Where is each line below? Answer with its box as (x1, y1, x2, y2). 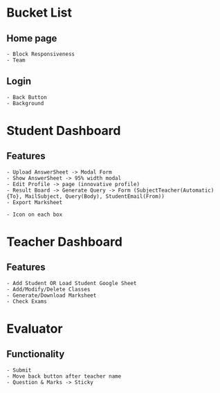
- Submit (6, 367, 32, 374)
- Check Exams (6, 298, 48, 305)
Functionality (6, 348, 65, 360)
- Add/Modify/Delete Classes (6, 286, 91, 293)
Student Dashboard (6, 123, 121, 138)
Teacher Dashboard (6, 234, 122, 250)
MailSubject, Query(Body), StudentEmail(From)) (24, 192, 165, 200)
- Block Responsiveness (6, 51, 75, 57)
